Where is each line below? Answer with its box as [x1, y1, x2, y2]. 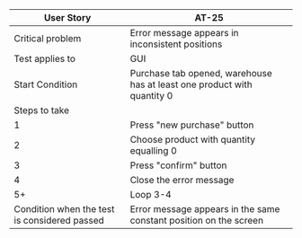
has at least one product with [129, 78, 253, 91]
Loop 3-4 [129, 189, 173, 200]
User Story [43, 12, 92, 23]
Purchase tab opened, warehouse [129, 67, 272, 79]
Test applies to [13, 53, 76, 65]
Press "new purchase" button [129, 119, 254, 131]
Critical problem [13, 32, 82, 44]
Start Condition [13, 78, 78, 91]
